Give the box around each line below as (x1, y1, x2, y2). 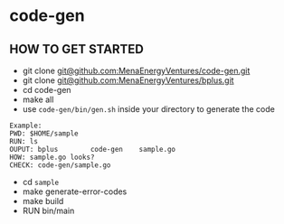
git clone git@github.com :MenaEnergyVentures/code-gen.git (22, 65, 251, 76)
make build (22, 196, 64, 206)
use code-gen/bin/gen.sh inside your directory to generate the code (22, 104, 276, 114)
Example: (9, 121, 43, 130)
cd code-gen (22, 85, 71, 95)
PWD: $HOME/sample (9, 129, 79, 138)
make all (22, 94, 54, 105)
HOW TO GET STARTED (9, 42, 145, 57)
